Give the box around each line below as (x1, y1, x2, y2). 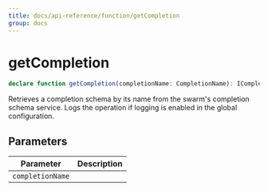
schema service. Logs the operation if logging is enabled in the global (8, 103, 238, 113)
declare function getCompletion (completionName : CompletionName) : (8, 80, 234, 88)
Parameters (8, 134, 68, 148)
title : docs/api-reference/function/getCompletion (8, 11, 180, 20)
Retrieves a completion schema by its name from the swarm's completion (8, 94, 250, 104)
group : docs (8, 19, 48, 27)
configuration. (8, 111, 54, 121)
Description (77, 158, 124, 169)
